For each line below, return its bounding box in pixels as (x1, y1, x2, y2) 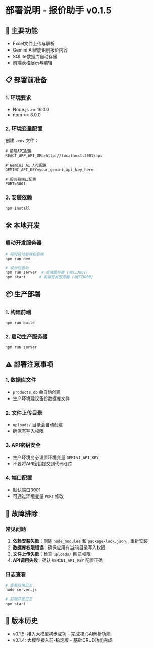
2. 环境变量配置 (5, 125, 43, 132)
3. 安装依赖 (5, 194, 32, 201)
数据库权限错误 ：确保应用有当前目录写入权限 (12, 544, 106, 551)
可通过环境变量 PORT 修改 (12, 493, 64, 499)
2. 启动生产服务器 (5, 333, 48, 340)
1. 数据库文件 (5, 377, 36, 384)
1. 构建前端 (5, 309, 31, 316)
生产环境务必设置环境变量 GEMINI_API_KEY (12, 454, 99, 460)
